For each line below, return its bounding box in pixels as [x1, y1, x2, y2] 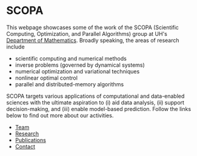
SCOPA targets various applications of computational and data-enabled [6, 92, 185, 100]
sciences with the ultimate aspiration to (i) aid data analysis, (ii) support [6, 98, 185, 106]
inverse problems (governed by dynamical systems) [15, 61, 145, 69]
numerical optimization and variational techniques [15, 67, 140, 75]
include [6, 43, 25, 50]
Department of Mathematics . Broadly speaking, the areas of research [6, 36, 180, 44]
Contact [15, 143, 35, 150]
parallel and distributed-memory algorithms [15, 80, 124, 88]
